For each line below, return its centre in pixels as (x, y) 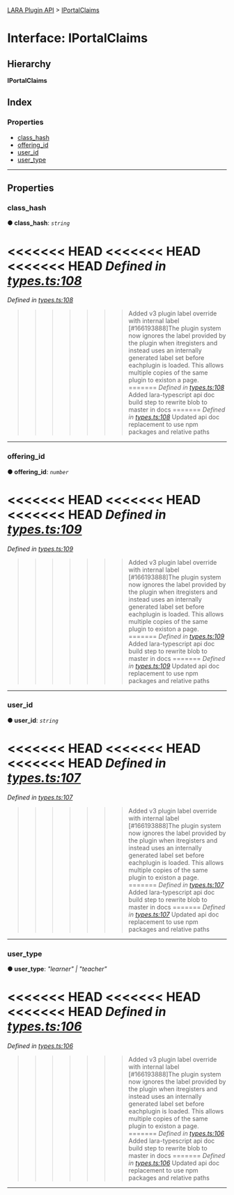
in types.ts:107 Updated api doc (174, 914)
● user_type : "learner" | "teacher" (57, 969)
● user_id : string (33, 720)
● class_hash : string (39, 223)
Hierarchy (29, 64)
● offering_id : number (38, 471)
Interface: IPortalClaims (78, 38)
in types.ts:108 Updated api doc (174, 417)
